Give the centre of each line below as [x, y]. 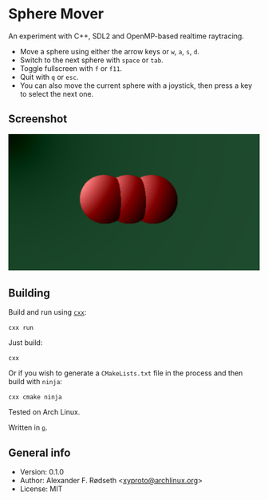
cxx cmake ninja [35, 397]
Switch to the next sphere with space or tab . [91, 60]
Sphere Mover [56, 14]
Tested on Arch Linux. [44, 412]
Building [29, 293]
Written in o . [28, 427]
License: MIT [41, 489]
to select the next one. [57, 93]
